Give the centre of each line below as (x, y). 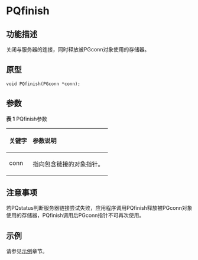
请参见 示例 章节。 (27, 251)
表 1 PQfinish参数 (27, 119)
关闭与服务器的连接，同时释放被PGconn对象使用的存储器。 (78, 49)
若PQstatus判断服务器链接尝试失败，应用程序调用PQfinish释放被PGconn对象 (99, 208)
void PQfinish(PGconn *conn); (43, 84)
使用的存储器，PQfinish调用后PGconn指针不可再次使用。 (75, 215)
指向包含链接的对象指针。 (69, 164)
